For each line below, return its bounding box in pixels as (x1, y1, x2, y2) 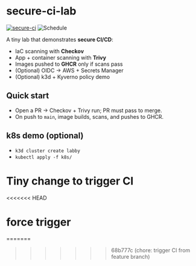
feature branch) (111, 253, 150, 261)
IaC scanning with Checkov (14, 47, 84, 55)
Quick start (6, 90, 49, 101)
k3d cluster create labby (14, 148, 80, 154)
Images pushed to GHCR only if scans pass (14, 60, 123, 68)
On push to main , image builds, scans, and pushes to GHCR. (14, 113, 164, 120)
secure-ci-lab (6, 4, 77, 18)
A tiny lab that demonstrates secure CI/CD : (6, 36, 113, 43)
